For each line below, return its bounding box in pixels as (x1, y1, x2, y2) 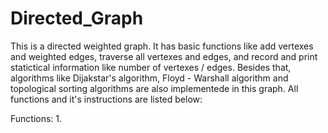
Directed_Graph (10, 7, 144, 30)
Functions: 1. (10, 112, 63, 124)
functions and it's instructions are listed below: (10, 93, 203, 105)
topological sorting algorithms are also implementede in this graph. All (10, 82, 299, 94)
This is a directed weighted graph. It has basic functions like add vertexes (10, 40, 314, 52)
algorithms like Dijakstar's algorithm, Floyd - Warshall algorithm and (10, 72, 289, 84)
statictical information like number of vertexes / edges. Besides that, (10, 61, 292, 73)
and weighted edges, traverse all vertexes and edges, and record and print (10, 50, 318, 62)
